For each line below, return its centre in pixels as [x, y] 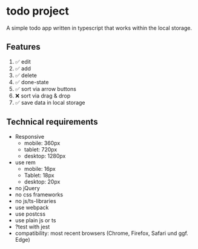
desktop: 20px [42, 181]
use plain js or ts [35, 220]
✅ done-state [32, 82]
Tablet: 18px [39, 175]
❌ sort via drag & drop [43, 96]
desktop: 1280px [45, 156]
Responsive [29, 136]
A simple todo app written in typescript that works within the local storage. [99, 28]
